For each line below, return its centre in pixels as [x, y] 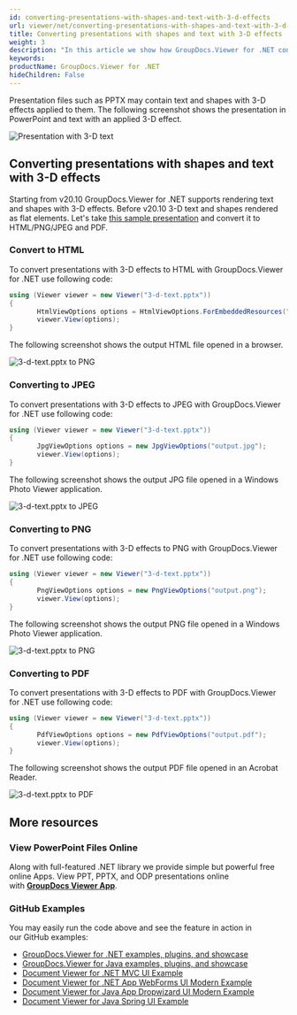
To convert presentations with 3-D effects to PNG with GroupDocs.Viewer [144, 549]
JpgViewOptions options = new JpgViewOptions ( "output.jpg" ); [152, 446]
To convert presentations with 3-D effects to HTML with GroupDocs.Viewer [146, 269]
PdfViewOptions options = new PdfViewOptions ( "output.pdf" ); [152, 734]
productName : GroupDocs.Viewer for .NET [85, 67]
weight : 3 [27, 42]
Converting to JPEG [52, 385]
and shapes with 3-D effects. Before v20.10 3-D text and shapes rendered [144, 208]
